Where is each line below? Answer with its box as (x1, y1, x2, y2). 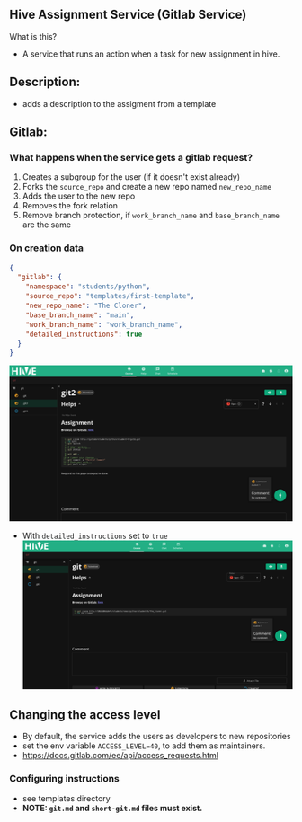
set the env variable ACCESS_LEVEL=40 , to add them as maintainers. (22, 740, 266, 751)
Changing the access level (9, 707, 161, 722)
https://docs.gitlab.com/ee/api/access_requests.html (22, 750, 218, 761)
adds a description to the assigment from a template (22, 98, 217, 109)
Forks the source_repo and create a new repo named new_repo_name (22, 181, 272, 192)
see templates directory (22, 792, 111, 803)
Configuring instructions (9, 773, 120, 785)
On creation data (9, 242, 84, 254)
